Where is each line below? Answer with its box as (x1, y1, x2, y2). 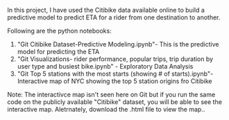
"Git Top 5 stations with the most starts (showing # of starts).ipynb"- (17, 69, 214, 78)
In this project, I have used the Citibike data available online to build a (7, 6, 205, 14)
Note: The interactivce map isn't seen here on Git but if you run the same (7, 90, 216, 98)
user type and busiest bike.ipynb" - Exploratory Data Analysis (17, 62, 194, 70)
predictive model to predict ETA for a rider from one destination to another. (7, 13, 221, 22)
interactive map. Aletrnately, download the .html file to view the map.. (7, 105, 205, 113)
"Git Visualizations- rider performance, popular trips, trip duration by (17, 55, 214, 63)
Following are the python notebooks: (7, 27, 112, 35)
